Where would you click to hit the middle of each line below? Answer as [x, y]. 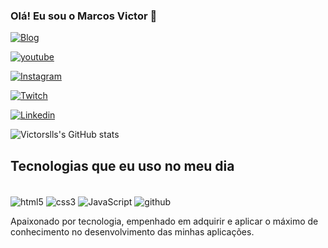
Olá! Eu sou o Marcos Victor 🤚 [84, 16]
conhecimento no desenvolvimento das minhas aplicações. [132, 231]
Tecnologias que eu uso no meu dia [122, 165]
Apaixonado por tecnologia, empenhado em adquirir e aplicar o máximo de [164, 221]
